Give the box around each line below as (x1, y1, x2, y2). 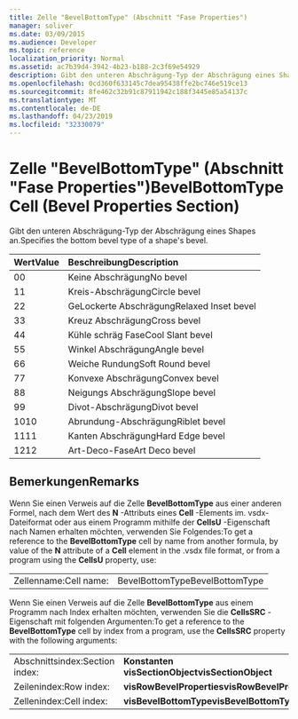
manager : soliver (9, 21, 74, 30)
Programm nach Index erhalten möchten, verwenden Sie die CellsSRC (9, 606, 266, 617)
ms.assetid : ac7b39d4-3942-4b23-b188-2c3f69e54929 (9, 63, 200, 72)
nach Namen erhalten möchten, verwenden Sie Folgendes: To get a (9, 525, 254, 537)
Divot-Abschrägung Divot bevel (67, 400, 199, 413)
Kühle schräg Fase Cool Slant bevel (67, 328, 213, 341)
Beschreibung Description (67, 256, 179, 268)
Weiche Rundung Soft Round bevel (67, 357, 211, 369)
